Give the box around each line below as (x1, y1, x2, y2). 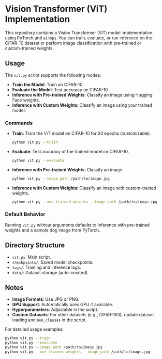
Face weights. (12, 97, 40, 103)
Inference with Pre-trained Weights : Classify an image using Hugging (12, 92, 153, 98)
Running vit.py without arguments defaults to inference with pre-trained (5, 222, 150, 228)
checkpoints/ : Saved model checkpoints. (12, 259, 93, 265)
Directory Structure (5, 241, 65, 249)
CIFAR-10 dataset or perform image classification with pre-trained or (5, 40, 142, 46)
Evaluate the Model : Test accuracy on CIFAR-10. (12, 86, 109, 93)
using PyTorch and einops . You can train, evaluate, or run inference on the (5, 35, 152, 41)
